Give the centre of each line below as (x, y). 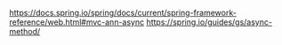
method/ (25, 31)
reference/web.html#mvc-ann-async (77, 22)
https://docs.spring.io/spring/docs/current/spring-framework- (123, 13)
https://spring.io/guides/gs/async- (209, 22)
